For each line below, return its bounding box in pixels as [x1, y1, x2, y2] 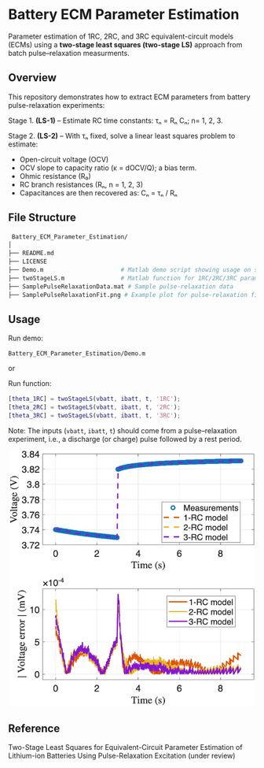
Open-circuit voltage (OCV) [19, 154, 109, 164]
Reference [8, 722, 60, 735]
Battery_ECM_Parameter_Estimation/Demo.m [8, 350, 146, 358]
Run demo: [8, 333, 43, 343]
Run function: [8, 379, 52, 388]
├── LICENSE [8, 258, 47, 265]
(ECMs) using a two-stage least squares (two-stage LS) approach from [8, 39, 243, 49]
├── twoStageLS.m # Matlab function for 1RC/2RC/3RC [8, 274, 237, 282]
